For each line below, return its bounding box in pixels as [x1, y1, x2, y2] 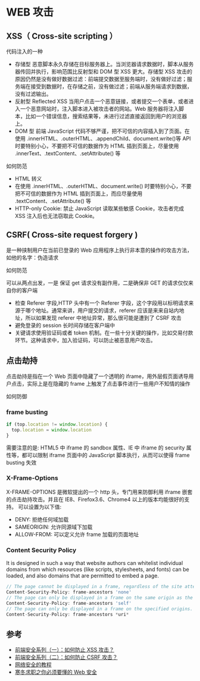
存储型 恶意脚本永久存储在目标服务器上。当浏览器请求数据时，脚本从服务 [14, 61, 194, 67]
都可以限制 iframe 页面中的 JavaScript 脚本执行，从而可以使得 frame [21, 451, 190, 458]
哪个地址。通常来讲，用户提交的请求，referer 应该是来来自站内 [25, 307, 180, 314]
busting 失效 [6, 459, 37, 466]
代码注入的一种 [6, 48, 43, 55]
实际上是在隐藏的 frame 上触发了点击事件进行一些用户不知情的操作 [26, 380, 190, 387]
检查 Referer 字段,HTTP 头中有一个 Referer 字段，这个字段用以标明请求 [14, 299, 189, 307]
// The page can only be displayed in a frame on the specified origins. [6, 605, 193, 612]
